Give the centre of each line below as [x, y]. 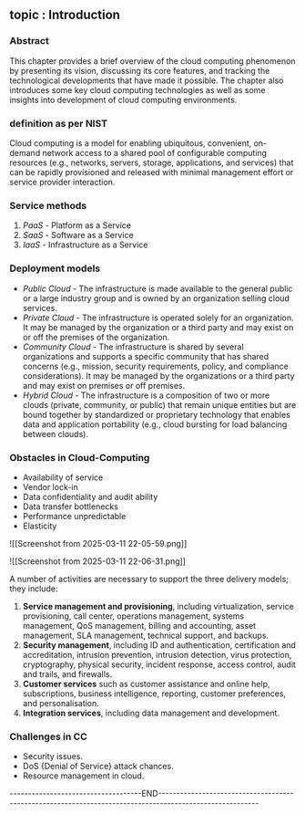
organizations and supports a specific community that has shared [146, 356]
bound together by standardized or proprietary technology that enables [157, 414]
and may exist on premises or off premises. [104, 385]
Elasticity [40, 526]
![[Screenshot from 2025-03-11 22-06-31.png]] [98, 561]
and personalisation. [61, 703]
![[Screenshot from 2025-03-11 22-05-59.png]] [98, 543]
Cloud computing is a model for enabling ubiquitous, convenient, [131, 143]
